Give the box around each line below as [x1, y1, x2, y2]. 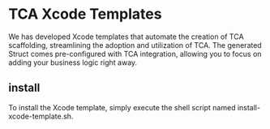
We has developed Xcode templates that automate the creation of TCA [8, 32, 245, 41]
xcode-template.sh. [8, 111, 74, 121]
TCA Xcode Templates [8, 5, 162, 24]
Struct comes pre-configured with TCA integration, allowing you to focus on [8, 49, 262, 58]
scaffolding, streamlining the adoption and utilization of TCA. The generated [8, 40, 262, 49]
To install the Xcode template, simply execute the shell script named [8, 102, 236, 112]
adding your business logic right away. [8, 58, 138, 67]
